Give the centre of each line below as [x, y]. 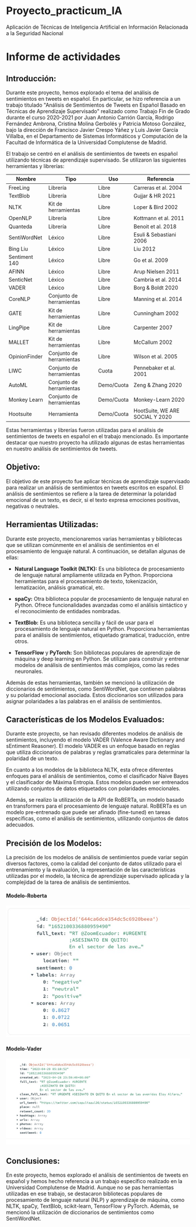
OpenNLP [20, 218]
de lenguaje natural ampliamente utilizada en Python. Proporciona [94, 575]
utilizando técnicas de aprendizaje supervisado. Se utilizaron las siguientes [96, 160]
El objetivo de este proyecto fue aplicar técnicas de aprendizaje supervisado [98, 481]
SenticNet [20, 279]
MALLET [19, 342]
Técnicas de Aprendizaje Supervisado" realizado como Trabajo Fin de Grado [98, 111]
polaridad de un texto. [33, 758]
